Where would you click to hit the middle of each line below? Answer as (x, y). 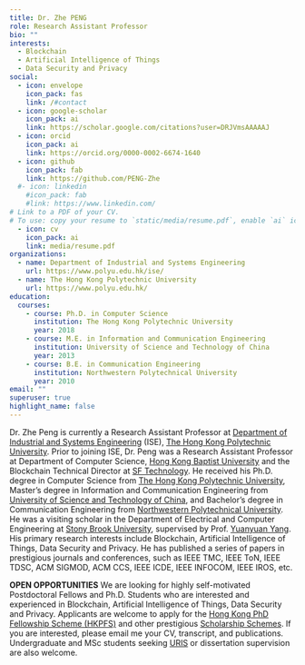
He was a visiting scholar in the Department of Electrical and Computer (142, 519)
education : (30, 296)
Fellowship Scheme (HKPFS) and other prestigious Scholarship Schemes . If (151, 623)
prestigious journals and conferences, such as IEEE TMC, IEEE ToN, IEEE (145, 557)
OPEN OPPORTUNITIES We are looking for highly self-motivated (130, 585)
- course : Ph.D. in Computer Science (97, 313)
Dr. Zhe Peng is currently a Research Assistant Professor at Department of (148, 432)
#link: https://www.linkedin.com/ (91, 204)
